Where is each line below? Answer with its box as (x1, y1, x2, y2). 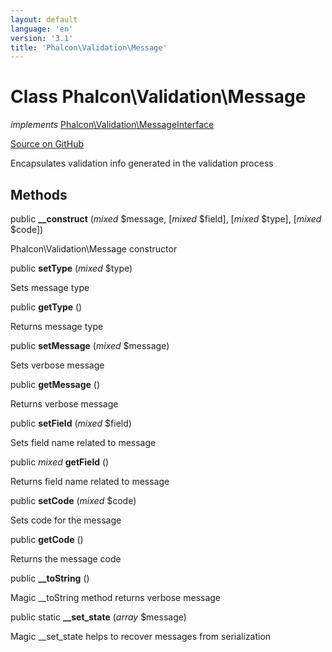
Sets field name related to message (10, 437, 157, 448)
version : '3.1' (10, 33, 74, 43)
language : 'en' (10, 24, 74, 34)
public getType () (10, 301, 83, 313)
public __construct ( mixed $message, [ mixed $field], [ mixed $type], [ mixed (10, 213, 322, 225)
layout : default (10, 14, 78, 25)
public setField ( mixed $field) (10, 417, 132, 429)
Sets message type (10, 282, 90, 293)
